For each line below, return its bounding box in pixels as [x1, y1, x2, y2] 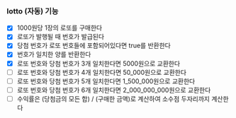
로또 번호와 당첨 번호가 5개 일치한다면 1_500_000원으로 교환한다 [16, 76, 196, 85]
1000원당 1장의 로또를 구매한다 [16, 23, 103, 33]
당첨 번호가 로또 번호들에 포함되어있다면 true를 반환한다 [16, 41, 171, 50]
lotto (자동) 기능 [6, 6, 59, 16]
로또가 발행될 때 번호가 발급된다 [16, 33, 104, 41]
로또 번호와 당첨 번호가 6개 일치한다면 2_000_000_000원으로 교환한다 [16, 85, 211, 94]
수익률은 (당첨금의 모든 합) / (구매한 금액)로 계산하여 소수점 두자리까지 [16, 94, 210, 103]
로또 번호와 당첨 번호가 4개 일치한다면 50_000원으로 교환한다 [16, 68, 187, 76]
